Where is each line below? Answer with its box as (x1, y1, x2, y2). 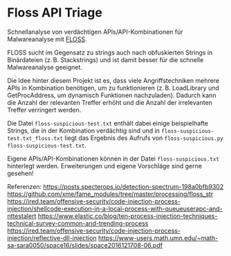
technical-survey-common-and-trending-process (7, 219, 149, 227)
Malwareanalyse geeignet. (7, 63, 83, 71)
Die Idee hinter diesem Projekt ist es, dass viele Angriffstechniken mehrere (7, 76, 220, 84)
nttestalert (7, 212, 37, 220)
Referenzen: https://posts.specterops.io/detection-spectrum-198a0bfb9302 (7, 182, 224, 190)
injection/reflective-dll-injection (7, 233, 97, 242)
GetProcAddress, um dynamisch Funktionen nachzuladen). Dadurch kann (7, 91, 216, 99)
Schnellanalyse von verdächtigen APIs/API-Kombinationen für (7, 28, 183, 36)
